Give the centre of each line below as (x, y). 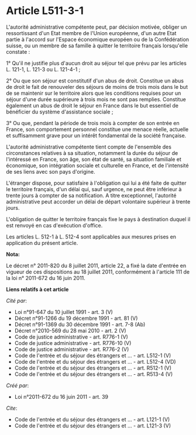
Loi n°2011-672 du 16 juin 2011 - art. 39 (61, 396)
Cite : (12, 408)
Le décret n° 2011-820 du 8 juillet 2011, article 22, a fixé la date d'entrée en (96, 265)
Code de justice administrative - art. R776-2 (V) (72, 349)
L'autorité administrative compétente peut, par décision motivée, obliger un (97, 27)
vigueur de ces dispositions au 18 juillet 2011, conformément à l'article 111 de (98, 272)
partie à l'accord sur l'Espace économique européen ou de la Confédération (97, 39)
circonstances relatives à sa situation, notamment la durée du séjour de (92, 153)
